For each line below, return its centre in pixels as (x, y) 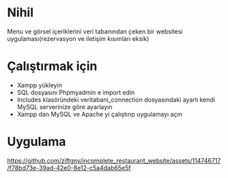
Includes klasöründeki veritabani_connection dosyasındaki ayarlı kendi (116, 100)
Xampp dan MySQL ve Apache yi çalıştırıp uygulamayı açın (100, 114)
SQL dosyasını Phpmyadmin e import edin (76, 92)
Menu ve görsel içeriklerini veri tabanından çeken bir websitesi (95, 31)
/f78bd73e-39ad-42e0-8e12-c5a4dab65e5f (69, 168)
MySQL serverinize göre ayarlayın (65, 106)
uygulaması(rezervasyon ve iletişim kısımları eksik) (78, 38)
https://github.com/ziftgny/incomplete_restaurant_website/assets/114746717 (114, 160)
